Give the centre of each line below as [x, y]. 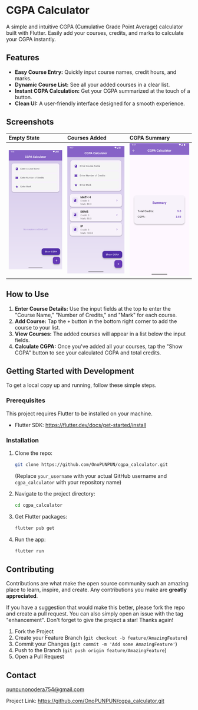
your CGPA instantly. [31, 39]
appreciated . [22, 596]
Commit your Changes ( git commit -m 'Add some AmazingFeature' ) [96, 644]
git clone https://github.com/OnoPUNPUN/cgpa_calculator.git [91, 465]
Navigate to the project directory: [55, 493]
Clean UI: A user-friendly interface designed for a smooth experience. [100, 103]
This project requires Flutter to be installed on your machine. [80, 413]
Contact [21, 675]
